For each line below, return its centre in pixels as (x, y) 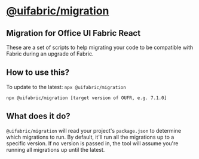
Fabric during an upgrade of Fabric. (50, 54)
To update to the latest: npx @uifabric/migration (66, 87)
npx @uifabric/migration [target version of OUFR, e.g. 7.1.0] (87, 98)
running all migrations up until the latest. (56, 149)
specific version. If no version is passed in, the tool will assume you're (92, 143)
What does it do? (38, 116)
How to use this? (38, 73)
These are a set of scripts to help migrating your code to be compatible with (100, 47)
